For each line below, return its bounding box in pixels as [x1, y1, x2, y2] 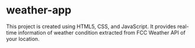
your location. [6, 35, 40, 42]
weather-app [6, 4, 72, 17]
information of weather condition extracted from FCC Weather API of [18, 29, 186, 36]
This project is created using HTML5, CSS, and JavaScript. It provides [6, 23, 176, 30]
